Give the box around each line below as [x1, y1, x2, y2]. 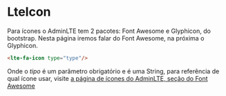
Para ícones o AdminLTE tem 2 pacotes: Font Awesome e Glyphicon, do [7, 27, 211, 35]
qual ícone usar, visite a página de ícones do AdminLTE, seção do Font [7, 74, 209, 82]
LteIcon [7, 4, 51, 20]
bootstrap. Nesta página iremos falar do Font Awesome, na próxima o [7, 34, 205, 42]
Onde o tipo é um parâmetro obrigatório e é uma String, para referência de [7, 67, 220, 75]
